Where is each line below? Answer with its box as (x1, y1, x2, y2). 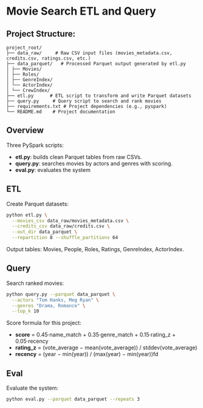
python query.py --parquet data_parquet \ (6, 291, 115, 297)
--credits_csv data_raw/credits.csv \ (12, 223, 111, 229)
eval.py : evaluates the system (15, 166, 91, 173)
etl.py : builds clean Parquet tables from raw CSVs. (15, 153, 142, 160)
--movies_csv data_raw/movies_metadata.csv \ (12, 218, 129, 224)
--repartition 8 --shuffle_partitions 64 (12, 235, 119, 241)
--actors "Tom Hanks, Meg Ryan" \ (12, 297, 99, 303)
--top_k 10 (12, 308, 40, 315)
